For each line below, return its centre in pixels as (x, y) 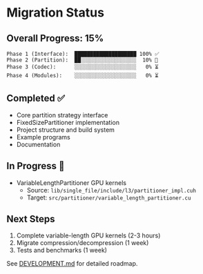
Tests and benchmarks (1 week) (62, 251)
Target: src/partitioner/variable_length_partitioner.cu (109, 197)
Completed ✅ (36, 98)
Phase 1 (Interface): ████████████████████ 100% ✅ (83, 54)
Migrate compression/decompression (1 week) (83, 243)
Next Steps (31, 219)
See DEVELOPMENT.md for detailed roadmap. (72, 264)
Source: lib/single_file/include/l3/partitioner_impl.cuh (111, 190)
